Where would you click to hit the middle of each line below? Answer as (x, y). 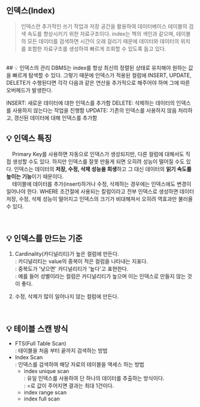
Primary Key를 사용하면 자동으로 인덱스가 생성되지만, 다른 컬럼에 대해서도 (98, 154)
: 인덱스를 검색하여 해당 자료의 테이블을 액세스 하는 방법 (80, 365)
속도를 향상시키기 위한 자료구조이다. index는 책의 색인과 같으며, (101, 33)
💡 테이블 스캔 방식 (37, 328)
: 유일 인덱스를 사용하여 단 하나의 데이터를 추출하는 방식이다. (94, 378)
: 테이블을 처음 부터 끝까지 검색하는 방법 (61, 351)
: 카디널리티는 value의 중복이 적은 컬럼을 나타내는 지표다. (81, 261)
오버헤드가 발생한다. (29, 90)
